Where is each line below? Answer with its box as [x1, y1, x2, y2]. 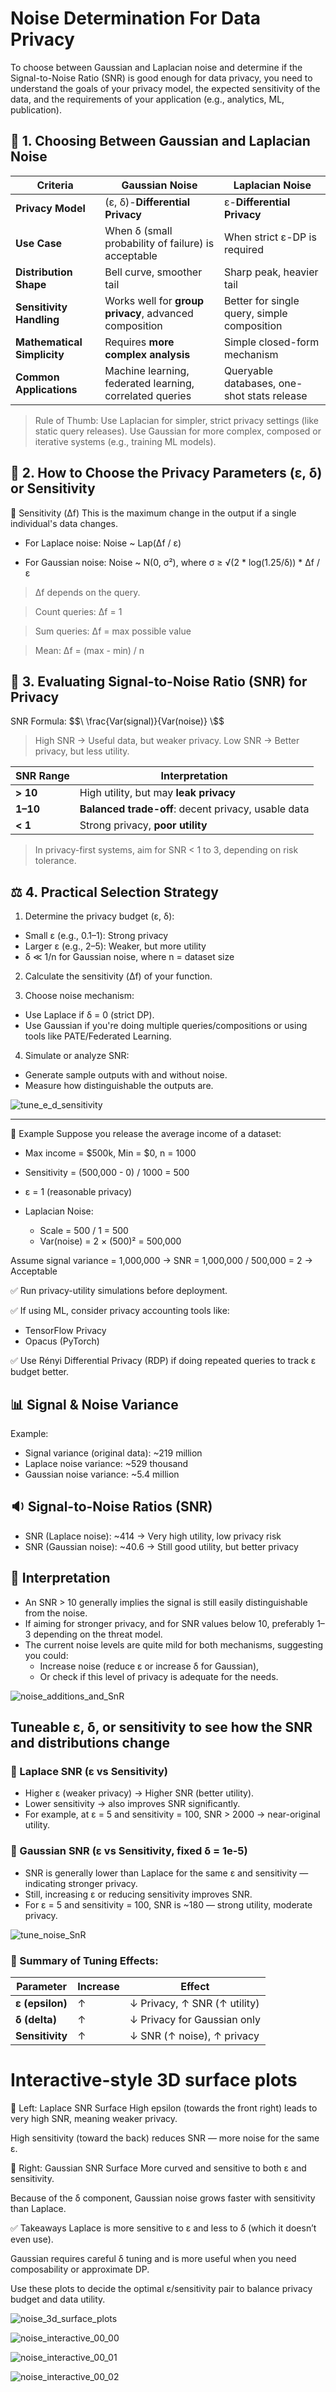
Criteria [36, 178, 74, 192]
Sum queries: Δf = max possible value [34, 625, 192, 637]
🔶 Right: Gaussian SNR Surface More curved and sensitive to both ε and [10, 2162, 307, 2174]
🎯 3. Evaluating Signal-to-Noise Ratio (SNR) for [10, 673, 308, 690]
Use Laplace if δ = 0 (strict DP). [24, 1009, 155, 1021]
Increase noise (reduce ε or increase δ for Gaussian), [39, 1660, 260, 1672]
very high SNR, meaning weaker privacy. [10, 2112, 178, 2124]
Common [15, 370, 60, 384]
